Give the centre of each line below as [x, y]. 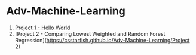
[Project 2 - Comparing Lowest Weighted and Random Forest [90, 33]
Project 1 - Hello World [42, 27]
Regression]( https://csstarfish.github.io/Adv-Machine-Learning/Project [102, 40]
